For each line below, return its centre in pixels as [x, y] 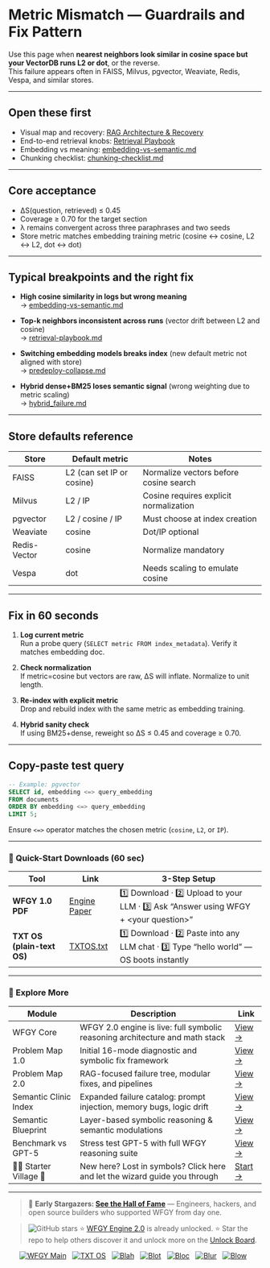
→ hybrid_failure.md [53, 404]
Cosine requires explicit [187, 495]
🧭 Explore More [39, 992]
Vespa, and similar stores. [51, 80]
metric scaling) [45, 395]
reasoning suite [109, 1153]
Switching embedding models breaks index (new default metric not [133, 354]
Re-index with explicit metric [69, 700]
